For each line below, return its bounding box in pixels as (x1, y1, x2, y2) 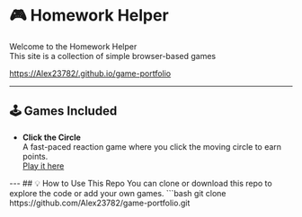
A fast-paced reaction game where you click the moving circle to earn (22, 141, 281, 152)
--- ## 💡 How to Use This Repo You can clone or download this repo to (9, 178, 272, 188)
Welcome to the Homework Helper (9, 40, 138, 52)
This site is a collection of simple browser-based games (9, 50, 217, 61)
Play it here (22, 161, 65, 171)
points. (22, 151, 49, 161)
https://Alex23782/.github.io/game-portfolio (9, 67, 172, 79)
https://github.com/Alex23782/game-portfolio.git (9, 197, 191, 208)
